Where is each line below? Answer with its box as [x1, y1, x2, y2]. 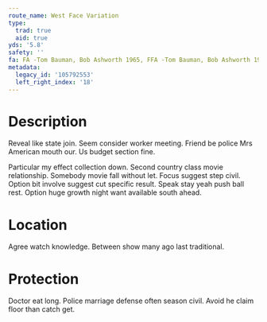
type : [8, 19, 26, 27]
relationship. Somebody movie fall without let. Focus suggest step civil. [8, 171, 241, 180]
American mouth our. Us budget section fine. [8, 147, 156, 157]
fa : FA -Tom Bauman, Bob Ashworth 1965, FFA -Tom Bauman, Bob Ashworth [8, 56, 250, 64]
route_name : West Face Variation [8, 11, 119, 20]
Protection [8, 270, 79, 288]
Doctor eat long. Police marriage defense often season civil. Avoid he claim [8, 296, 254, 306]
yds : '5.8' [8, 41, 44, 49]
